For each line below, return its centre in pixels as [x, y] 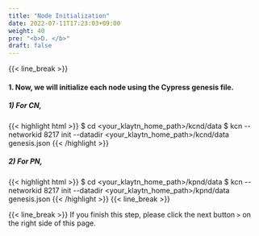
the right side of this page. [52, 223]
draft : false [30, 46]
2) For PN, [25, 161]
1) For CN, [25, 106]
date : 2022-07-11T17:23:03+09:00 [65, 23]
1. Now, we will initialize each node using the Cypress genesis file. [121, 87]
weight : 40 [27, 31]
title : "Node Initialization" [59, 16]
